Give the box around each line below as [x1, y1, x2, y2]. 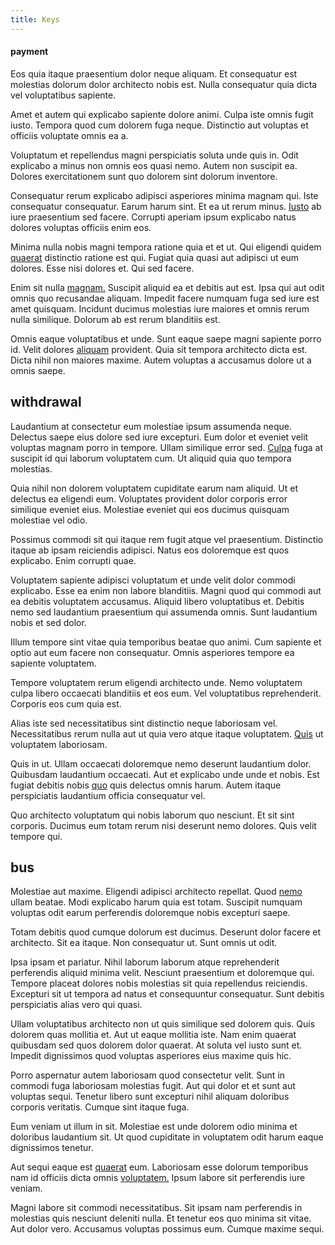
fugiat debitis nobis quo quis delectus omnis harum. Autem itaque [10, 779, 282, 791]
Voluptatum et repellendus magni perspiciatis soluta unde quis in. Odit [10, 149, 299, 161]
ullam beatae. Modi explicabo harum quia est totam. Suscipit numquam [10, 896, 303, 908]
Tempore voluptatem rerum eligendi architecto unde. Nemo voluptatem [10, 676, 303, 688]
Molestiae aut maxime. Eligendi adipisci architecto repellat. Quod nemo [10, 886, 303, 898]
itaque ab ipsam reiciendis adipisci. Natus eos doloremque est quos [10, 544, 290, 556]
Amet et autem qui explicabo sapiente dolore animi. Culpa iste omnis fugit [10, 108, 314, 120]
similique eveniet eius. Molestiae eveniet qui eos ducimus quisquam [10, 503, 290, 515]
